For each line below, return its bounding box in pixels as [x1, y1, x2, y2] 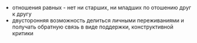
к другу [12, 10, 32, 18]
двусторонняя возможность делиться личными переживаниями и [12, 17, 184, 24]
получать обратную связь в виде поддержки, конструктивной [12, 23, 174, 30]
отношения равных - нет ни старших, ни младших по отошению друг [12, 4, 192, 11]
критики [12, 30, 34, 37]
